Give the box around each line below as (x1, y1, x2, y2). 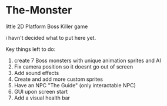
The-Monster (5, 4, 72, 17)
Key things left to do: (5, 45, 56, 53)
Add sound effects (14, 69, 59, 76)
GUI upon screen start (14, 88, 68, 95)
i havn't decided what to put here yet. (5, 34, 96, 41)
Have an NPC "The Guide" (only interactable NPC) (14, 81, 136, 88)
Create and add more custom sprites (14, 76, 103, 83)
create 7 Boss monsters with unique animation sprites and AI (14, 57, 161, 64)
